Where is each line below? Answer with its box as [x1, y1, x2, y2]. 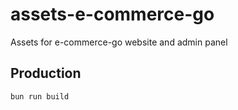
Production [10, 65, 82, 82]
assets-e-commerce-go [10, 3, 215, 26]
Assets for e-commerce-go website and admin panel [10, 36, 228, 48]
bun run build [10, 91, 70, 102]
